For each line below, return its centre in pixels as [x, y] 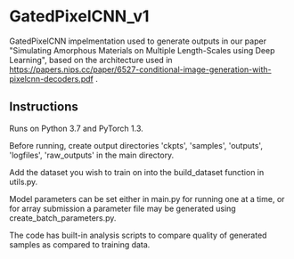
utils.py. [24, 182]
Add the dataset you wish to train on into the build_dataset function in [137, 172]
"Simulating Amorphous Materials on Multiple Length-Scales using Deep [142, 50]
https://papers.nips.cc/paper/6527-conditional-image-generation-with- [140, 69]
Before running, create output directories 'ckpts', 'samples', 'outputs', [136, 145]
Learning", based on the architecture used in [91, 60]
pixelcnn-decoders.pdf [51, 78]
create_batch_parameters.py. [63, 218]
